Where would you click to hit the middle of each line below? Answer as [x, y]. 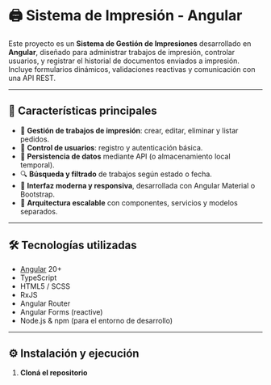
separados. [39, 211]
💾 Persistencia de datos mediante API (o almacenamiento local [125, 156]
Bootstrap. [37, 194]
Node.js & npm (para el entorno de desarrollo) [96, 320]
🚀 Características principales [83, 111]
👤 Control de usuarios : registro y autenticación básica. [111, 147]
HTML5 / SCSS [45, 286]
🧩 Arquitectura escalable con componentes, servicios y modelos [129, 202]
